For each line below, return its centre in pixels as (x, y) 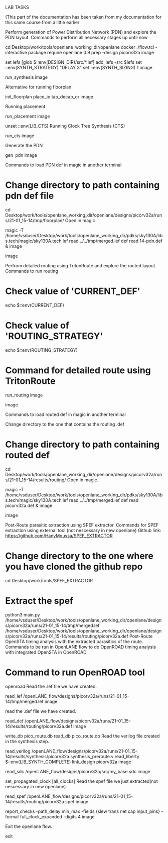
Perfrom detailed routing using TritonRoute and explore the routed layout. (81, 265)
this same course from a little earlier (42, 22)
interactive (16, 52)
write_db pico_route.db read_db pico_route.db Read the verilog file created (82, 736)
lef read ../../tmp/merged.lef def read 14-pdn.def (113, 241)
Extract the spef (39, 601)
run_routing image (24, 395)
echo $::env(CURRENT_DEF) (35, 305)
